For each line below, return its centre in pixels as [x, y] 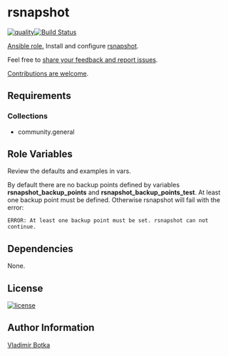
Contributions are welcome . [48, 73]
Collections [28, 116]
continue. [22, 227]
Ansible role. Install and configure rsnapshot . [73, 46]
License [25, 288]
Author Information [51, 328]
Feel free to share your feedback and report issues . [83, 59]
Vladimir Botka [29, 345]
